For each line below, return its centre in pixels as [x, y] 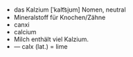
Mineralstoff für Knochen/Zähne [60, 17]
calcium [25, 32]
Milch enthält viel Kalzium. [51, 39]
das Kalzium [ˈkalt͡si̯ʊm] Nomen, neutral [70, 10]
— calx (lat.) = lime [41, 46]
